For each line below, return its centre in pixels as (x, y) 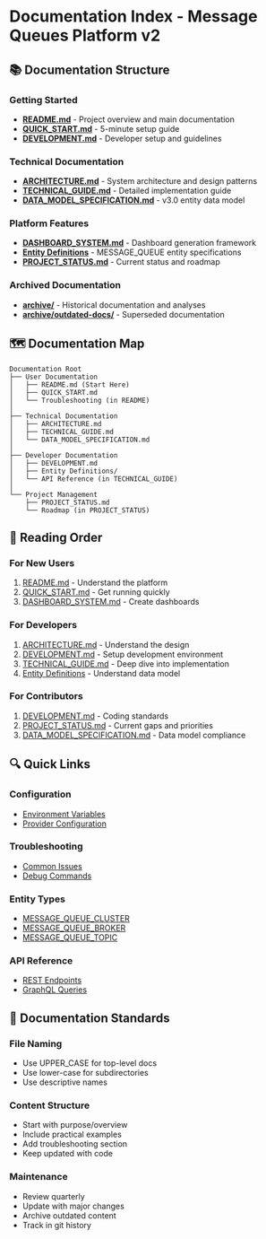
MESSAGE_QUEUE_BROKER (74, 928)
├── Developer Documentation (64, 455)
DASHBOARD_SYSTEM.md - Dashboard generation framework (139, 243)
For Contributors (46, 696)
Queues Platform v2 (85, 35)
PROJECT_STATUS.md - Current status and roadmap (121, 262)
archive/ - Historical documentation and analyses (114, 305)
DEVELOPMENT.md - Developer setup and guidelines (122, 138)
